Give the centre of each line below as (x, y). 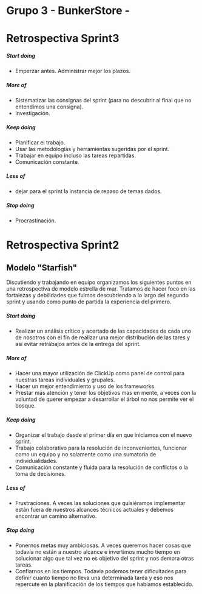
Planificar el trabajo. (40, 143)
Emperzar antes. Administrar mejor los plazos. (72, 71)
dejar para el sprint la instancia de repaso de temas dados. (88, 191)
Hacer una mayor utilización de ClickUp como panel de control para (100, 373)
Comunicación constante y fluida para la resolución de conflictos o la (101, 467)
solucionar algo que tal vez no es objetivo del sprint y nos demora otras (104, 559)
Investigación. (32, 113)
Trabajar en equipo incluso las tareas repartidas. (76, 155)
